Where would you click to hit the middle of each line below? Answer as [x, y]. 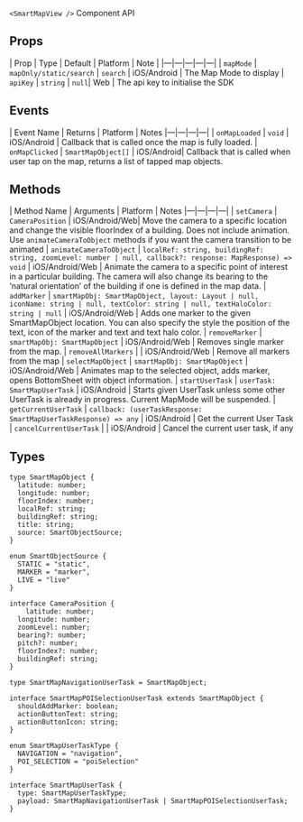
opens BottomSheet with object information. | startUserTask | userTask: [143, 380]
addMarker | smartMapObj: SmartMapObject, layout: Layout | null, [134, 296]
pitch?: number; [48, 643]
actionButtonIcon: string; [68, 722]
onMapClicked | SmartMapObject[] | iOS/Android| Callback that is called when [150, 152]
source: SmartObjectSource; [70, 533]
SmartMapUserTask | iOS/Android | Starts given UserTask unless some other [147, 390]
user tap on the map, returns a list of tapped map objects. [116, 161]
